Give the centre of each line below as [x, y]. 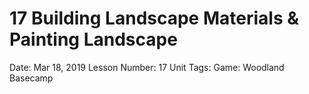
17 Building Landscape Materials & [154, 18]
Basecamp [31, 78]
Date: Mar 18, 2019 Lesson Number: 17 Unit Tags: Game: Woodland [147, 67]
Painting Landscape [93, 39]
